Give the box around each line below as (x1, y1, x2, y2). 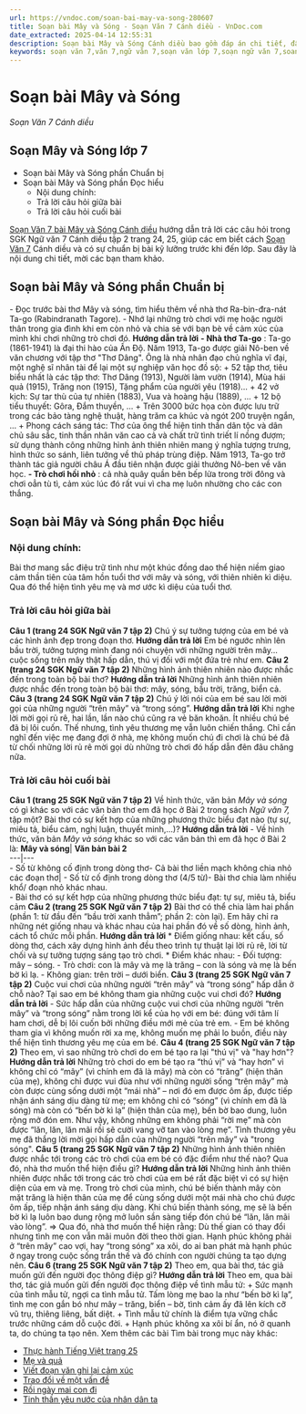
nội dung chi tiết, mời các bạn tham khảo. (9, 253, 165, 264)
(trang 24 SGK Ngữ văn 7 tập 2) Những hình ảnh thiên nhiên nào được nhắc (9, 663, 294, 675)
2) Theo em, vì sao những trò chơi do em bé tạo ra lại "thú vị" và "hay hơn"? (9, 1046, 294, 1057)
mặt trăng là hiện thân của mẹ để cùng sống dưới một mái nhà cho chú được (9, 1191, 296, 1202)
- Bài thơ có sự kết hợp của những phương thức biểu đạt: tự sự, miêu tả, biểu (9, 891, 296, 902)
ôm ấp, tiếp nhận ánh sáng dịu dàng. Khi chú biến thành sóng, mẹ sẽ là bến (9, 1201, 292, 1212)
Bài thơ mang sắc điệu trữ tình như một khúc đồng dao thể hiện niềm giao (9, 562, 285, 573)
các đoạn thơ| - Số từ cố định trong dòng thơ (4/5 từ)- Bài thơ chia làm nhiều (9, 872, 297, 883)
